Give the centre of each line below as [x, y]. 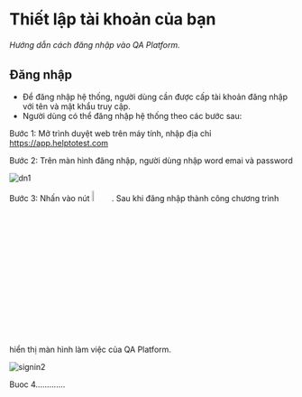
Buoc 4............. [37, 384]
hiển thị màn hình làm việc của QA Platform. [90, 349]
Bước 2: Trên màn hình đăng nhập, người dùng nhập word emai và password [151, 160]
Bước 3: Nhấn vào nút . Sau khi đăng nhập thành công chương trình [144, 198]
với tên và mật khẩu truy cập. [76, 106]
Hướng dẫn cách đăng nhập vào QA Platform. [95, 44]
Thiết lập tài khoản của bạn [113, 19]
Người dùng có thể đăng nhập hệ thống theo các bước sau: [132, 115]
